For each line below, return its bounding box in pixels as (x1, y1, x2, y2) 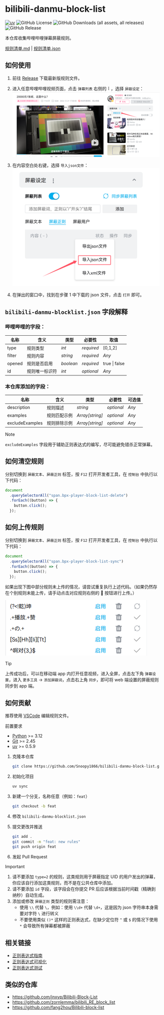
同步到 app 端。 (5, 683, 37, 689)
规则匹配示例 (47, 412, 73, 418)
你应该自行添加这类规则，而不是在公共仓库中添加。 (12, 880, 116, 886)
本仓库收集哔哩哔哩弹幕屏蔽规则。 (5, 35, 74, 41)
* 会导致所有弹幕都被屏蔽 (19, 923, 70, 929)
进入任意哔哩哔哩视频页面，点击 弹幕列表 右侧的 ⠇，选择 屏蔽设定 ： (12, 85, 144, 91)
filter (7, 352, 17, 359)
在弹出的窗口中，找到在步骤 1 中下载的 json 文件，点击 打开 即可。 (12, 292, 144, 298)
